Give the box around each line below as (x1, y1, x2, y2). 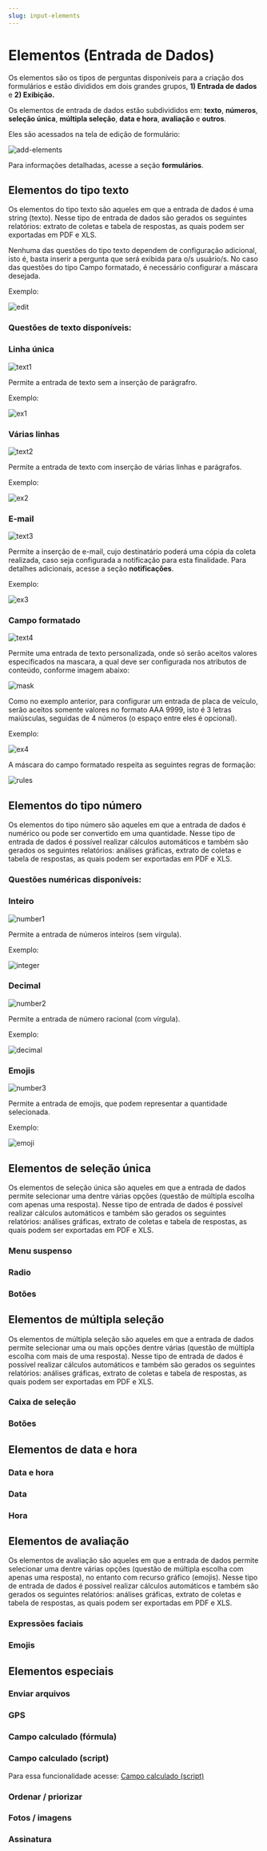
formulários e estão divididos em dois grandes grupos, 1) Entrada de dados (8, 81, 257, 90)
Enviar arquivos (8, 1688, 70, 1700)
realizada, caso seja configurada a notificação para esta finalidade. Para (8, 556, 246, 565)
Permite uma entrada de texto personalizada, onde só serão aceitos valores (8, 648, 257, 658)
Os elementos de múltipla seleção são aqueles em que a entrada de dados (8, 1334, 254, 1343)
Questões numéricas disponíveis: (8, 874, 142, 885)
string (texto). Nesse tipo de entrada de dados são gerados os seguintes (8, 213, 248, 223)
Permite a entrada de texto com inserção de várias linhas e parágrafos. (8, 462, 242, 472)
